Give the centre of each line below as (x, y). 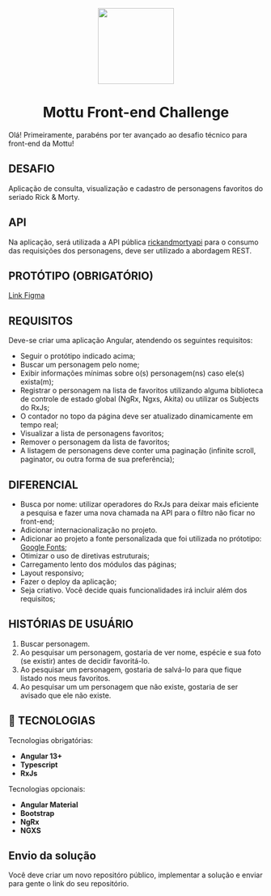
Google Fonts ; (43, 547)
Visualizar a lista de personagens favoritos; (92, 434)
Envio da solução (53, 856)
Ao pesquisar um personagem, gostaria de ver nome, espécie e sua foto (140, 652)
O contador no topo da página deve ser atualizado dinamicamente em (136, 416)
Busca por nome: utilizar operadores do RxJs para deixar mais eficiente (139, 504)
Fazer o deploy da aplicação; (68, 582)
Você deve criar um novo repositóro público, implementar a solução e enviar (135, 875)
